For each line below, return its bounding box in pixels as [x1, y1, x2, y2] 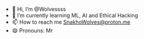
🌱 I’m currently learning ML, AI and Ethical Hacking [11, 12, 139, 19]
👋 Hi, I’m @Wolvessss [11, 6, 66, 12]
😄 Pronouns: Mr [11, 27, 53, 34]
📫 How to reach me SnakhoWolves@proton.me [11, 18, 131, 25]
